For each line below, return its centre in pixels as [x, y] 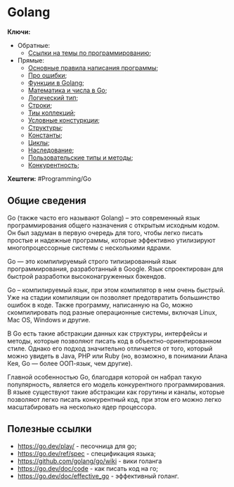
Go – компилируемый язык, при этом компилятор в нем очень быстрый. [116, 290]
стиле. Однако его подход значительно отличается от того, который [110, 348]
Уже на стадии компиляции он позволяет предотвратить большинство [114, 297]
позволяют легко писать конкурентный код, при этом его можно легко [115, 399]
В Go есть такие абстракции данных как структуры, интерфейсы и [107, 333]
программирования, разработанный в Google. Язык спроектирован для [115, 269]
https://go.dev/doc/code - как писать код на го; [88, 468]
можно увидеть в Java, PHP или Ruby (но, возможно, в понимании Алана [117, 355]
